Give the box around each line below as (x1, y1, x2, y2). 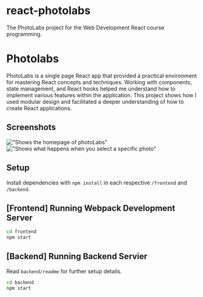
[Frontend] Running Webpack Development (6, 203, 175, 213)
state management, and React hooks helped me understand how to (6, 85, 176, 92)
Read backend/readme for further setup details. (6, 267, 122, 275)
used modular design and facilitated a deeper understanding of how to (6, 98, 185, 105)
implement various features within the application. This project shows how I (6, 91, 197, 98)
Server (6, 212, 33, 223)
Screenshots (6, 122, 56, 133)
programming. (6, 30, 42, 37)
